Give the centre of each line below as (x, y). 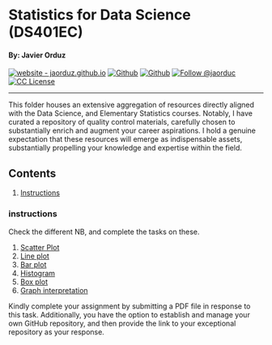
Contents (32, 173)
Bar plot (33, 264)
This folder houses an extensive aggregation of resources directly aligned (132, 105)
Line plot (35, 256)
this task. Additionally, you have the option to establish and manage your (130, 314)
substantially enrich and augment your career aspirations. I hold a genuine (132, 130)
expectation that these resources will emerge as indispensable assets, (125, 139)
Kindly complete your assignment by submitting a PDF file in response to (130, 306)
